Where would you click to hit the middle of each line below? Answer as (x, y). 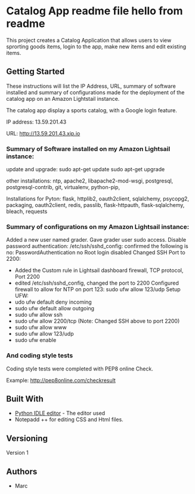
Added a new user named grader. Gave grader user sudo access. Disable (96, 240)
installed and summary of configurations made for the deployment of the (95, 92)
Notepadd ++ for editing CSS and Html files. (69, 419)
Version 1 (17, 453)
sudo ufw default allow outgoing (54, 308)
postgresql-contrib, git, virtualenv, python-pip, (63, 187)
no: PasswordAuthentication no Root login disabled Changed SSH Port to (96, 252)
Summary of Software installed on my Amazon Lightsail (88, 149)
